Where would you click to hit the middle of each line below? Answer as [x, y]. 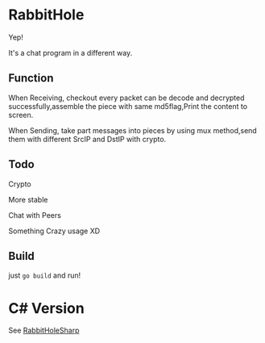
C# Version [46, 308]
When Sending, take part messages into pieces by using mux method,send [133, 130]
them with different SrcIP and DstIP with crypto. [87, 139]
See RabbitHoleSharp [44, 330]
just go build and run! [45, 275]
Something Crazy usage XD [54, 231]
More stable [28, 199]
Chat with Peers [35, 215]
